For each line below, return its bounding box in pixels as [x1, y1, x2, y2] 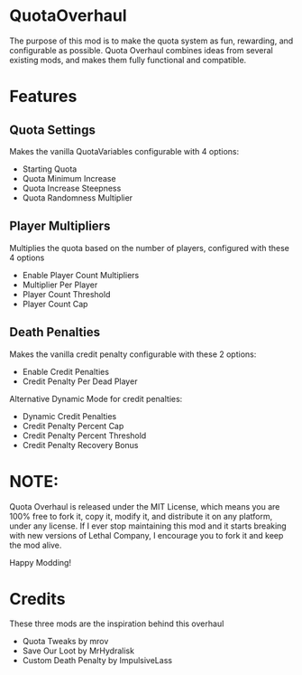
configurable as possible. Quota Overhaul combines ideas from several [9, 44, 273, 55]
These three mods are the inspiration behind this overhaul [9, 618, 224, 629]
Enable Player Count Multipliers [22, 269, 140, 280]
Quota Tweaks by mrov [22, 636, 109, 647]
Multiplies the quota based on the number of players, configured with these [9, 242, 290, 253]
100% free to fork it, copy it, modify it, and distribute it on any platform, [9, 511, 273, 521]
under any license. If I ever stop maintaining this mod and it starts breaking [9, 520, 287, 531]
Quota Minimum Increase [22, 173, 116, 183]
